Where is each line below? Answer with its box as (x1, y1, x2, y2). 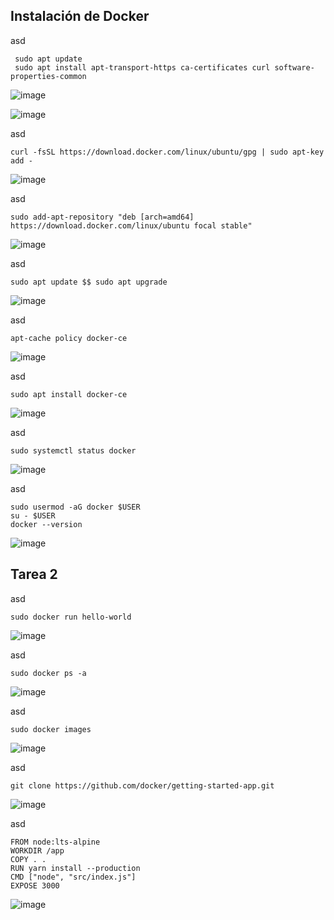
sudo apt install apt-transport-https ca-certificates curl (14, 62, 271, 73)
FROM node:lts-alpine (10, 837, 101, 847)
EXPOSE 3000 (10, 880, 60, 891)
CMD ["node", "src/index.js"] (10, 872, 137, 882)
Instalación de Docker (10, 8, 150, 25)
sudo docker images (10, 724, 92, 734)
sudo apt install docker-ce (10, 389, 128, 399)
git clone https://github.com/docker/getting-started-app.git (10, 780, 275, 791)
